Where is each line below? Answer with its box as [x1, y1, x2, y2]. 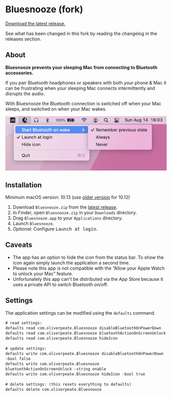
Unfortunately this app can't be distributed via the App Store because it [12, 276, 164, 282]
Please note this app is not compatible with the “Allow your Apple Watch [12, 265, 165, 271]
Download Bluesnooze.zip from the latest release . [12, 204, 118, 210]
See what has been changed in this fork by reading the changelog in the [5, 30, 158, 36]
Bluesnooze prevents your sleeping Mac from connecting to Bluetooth [5, 64, 158, 70]
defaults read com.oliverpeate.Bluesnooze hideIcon [5, 336, 118, 341]
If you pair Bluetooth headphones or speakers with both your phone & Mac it [5, 79, 167, 85]
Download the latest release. [5, 20, 66, 27]
